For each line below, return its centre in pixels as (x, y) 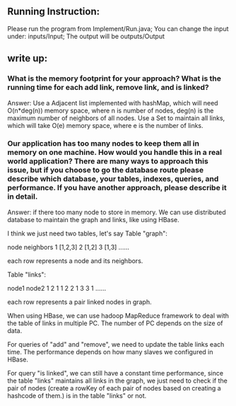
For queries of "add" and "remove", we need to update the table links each (116, 344)
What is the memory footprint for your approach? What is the (114, 79)
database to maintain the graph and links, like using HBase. (93, 219)
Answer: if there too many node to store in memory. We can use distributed (117, 212)
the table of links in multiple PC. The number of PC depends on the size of (115, 323)
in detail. (23, 197)
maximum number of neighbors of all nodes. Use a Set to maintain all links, (116, 118)
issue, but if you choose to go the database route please (105, 170)
